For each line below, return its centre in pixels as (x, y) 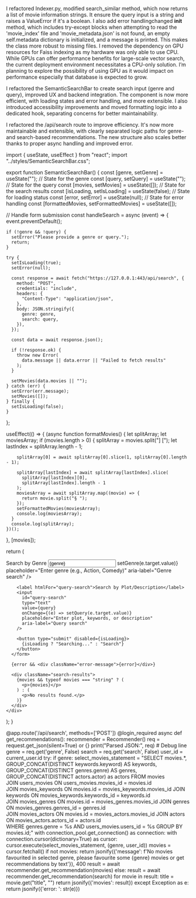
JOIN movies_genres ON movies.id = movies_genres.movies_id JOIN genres (98, 801)
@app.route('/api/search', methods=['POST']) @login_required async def (94, 733)
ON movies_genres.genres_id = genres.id (56, 808)
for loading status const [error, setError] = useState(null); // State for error (95, 197)
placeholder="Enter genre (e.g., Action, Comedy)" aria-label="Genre (89, 570)
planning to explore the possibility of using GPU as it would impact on (90, 71)
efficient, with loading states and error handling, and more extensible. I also (97, 101)
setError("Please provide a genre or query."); (71, 237)
